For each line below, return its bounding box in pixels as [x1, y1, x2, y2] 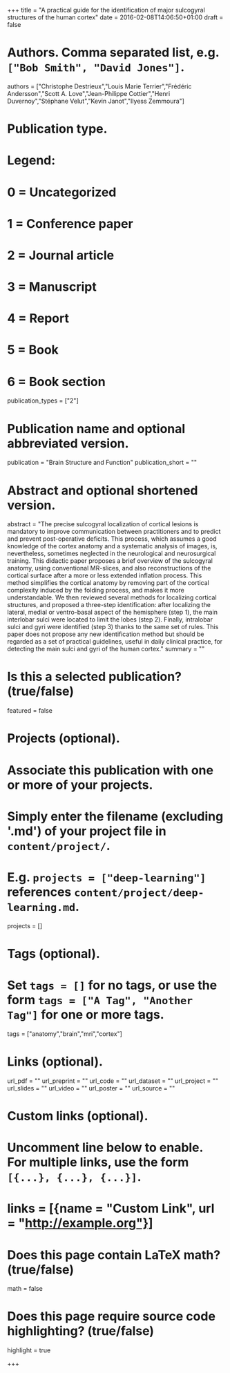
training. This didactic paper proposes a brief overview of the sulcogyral [7, 557, 213, 565]
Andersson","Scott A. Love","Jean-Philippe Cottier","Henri [7, 89, 171, 97]
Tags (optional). [7, 945, 100, 961]
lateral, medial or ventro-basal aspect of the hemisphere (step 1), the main [7, 608, 218, 617]
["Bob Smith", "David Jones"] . [7, 59, 185, 75]
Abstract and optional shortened [7, 483, 198, 498]
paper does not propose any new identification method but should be [7, 630, 204, 638]
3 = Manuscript [7, 279, 97, 295]
